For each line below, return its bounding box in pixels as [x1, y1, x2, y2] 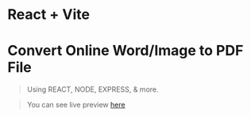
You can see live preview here [26, 100, 125, 110]
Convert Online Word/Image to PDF [7, 42, 244, 60]
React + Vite [7, 6, 91, 24]
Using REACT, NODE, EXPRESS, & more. [26, 85, 160, 94]
